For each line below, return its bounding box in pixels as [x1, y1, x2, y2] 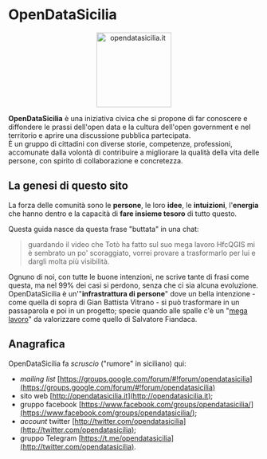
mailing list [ [19, 374, 61, 383]
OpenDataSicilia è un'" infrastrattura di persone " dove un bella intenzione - [8, 288, 256, 298]
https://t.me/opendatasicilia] [80, 433, 174, 443]
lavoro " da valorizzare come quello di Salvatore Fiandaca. [8, 314, 198, 324]
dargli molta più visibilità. [27, 257, 110, 266]
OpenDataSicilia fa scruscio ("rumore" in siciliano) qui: [8, 359, 187, 368]
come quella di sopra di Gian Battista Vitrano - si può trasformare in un [8, 297, 240, 307]
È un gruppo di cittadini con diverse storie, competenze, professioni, [8, 139, 233, 148]
